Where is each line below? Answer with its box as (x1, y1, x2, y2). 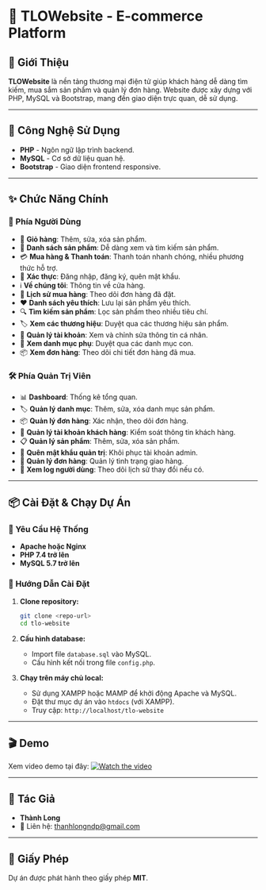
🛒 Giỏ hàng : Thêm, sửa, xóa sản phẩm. (19, 234, 147, 244)
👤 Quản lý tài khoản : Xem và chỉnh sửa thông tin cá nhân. (19, 329, 208, 340)
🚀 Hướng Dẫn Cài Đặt (8, 579, 90, 590)
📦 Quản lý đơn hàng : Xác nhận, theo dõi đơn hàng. (19, 416, 188, 426)
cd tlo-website (19, 619, 70, 627)
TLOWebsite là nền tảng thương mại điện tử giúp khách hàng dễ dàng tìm (8, 77, 248, 86)
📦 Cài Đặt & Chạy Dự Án (8, 496, 131, 510)
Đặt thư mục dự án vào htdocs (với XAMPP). (31, 696, 175, 706)
